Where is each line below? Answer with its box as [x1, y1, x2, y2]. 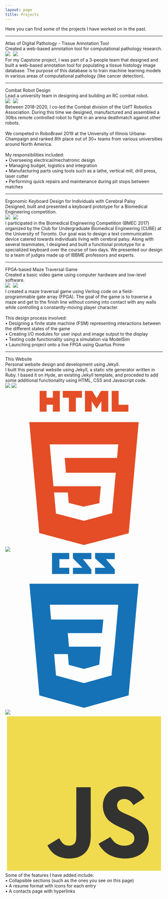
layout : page [5, 7, 32, 13]
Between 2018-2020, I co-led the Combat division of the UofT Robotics [5, 104, 152, 110]
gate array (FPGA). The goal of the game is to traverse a [36, 294, 152, 300]
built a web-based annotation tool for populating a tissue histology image [5, 62, 156, 68]
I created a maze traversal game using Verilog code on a [5, 288, 121, 294]
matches [5, 183, 23, 189]
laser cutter [5, 173, 29, 179]
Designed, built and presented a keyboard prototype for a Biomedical [5, 203, 147, 209]
